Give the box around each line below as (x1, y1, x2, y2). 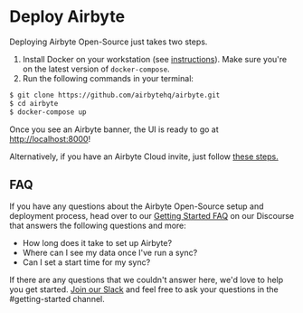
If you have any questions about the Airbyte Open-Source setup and (9, 201, 264, 212)
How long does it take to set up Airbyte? (22, 238, 173, 249)
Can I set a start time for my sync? (22, 257, 151, 268)
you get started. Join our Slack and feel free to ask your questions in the (9, 284, 279, 295)
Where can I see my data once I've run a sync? (22, 247, 198, 259)
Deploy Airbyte (9, 6, 125, 27)
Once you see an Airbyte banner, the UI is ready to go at (9, 124, 219, 135)
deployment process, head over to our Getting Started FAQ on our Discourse (9, 211, 295, 222)
